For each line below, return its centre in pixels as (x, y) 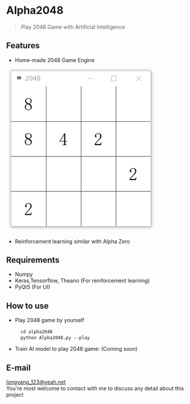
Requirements (33, 260)
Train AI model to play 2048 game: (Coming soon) (76, 349)
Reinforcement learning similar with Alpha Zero (72, 241)
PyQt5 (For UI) (32, 287)
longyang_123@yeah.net (36, 382)
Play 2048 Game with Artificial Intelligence (73, 27)
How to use (27, 306)
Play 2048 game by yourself (49, 320)
